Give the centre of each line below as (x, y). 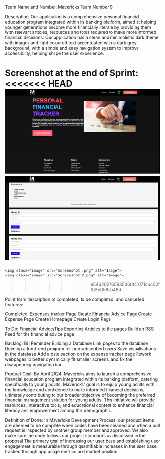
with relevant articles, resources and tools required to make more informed (81, 32)
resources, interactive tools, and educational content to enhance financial (79, 405)
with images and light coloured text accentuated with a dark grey (71, 43)
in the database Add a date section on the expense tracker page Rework (78, 354)
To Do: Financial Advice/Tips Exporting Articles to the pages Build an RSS (79, 329)
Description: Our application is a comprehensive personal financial (72, 16)
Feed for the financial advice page (40, 334)
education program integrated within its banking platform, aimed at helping (81, 22)
